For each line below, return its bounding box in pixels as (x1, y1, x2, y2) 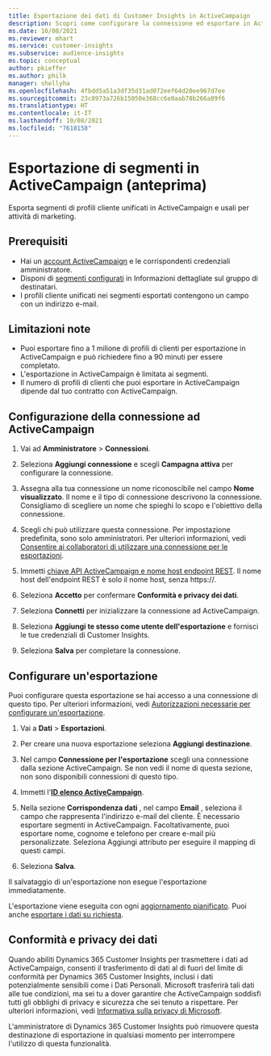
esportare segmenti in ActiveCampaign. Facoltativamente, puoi (19, 820, 230, 829)
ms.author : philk (8, 72, 67, 80)
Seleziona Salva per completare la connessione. (19, 646, 181, 655)
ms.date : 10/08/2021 (8, 27, 78, 35)
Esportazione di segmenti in (8, 159, 200, 177)
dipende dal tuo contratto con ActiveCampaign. (19, 386, 178, 396)
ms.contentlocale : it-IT (8, 110, 92, 118)
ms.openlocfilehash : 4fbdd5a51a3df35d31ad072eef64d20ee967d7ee (8, 86, 226, 95)
